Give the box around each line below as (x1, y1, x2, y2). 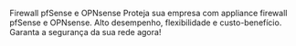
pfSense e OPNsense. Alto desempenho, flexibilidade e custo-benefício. (9, 17, 282, 28)
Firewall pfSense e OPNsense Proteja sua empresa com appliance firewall (9, 8, 288, 18)
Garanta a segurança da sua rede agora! (9, 27, 162, 37)
